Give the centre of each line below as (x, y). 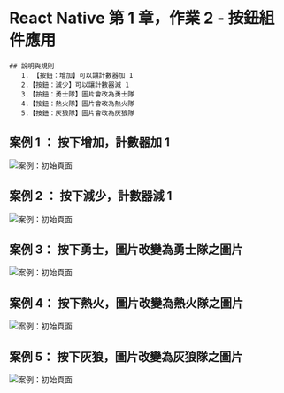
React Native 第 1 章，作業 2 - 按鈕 (134, 18)
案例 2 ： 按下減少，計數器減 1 (91, 196)
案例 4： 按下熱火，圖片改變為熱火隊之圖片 (127, 303)
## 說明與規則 (32, 66)
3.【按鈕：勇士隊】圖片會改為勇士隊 (78, 94)
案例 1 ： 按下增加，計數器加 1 (89, 143)
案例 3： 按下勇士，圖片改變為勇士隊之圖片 (126, 249)
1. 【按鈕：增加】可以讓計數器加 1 (77, 75)
